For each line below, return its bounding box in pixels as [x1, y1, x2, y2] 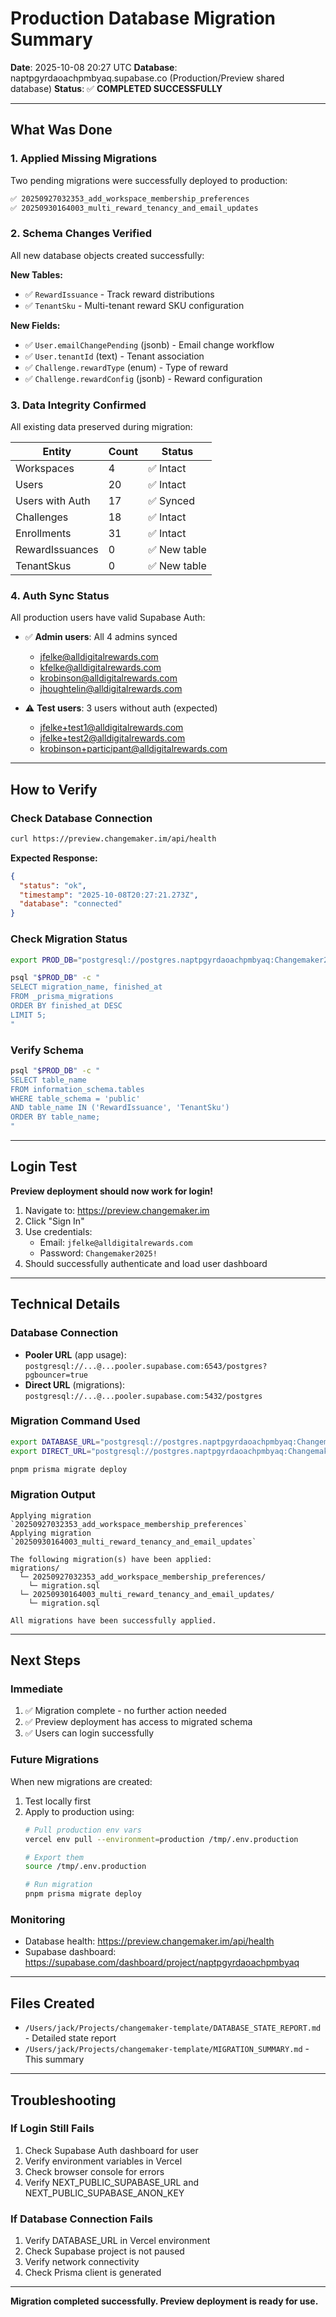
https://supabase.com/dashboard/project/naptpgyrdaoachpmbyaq [24, 1957, 300, 1969]
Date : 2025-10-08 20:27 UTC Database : [10, 61, 178, 73]
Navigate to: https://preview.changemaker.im [24, 1204, 210, 1216]
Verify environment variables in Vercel [24, 2155, 183, 2167]
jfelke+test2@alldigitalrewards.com [39, 732, 186, 744]
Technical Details [10, 1296, 121, 1313]
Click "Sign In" [24, 1215, 85, 1227]
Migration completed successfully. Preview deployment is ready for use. [10, 2295, 319, 2307]
